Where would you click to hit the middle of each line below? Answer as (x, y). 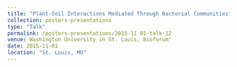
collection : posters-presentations (60, 20)
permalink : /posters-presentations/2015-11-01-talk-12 (90, 33)
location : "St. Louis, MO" (47, 53)
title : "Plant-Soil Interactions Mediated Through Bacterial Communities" (120, 14)
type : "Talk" (26, 27)
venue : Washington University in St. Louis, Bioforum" (90, 40)
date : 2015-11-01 (33, 46)
